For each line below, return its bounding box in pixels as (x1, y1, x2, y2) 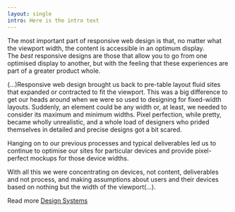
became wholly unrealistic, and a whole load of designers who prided (7, 117, 210, 126)
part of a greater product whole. (7, 66, 101, 75)
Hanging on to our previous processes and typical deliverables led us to (7, 139, 217, 147)
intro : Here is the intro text (7, 17, 100, 24)
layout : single (7, 10, 52, 18)
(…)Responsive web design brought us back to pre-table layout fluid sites (7, 80, 221, 88)
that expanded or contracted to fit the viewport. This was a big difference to (7, 88, 228, 96)
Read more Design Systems (7, 196, 88, 205)
